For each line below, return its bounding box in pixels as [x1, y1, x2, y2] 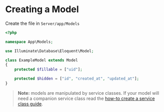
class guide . [17, 100, 43, 107]
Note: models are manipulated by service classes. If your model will [17, 90, 159, 96]
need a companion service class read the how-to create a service [17, 95, 155, 101]
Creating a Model [5, 4, 79, 15]
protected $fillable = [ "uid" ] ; [14, 67, 83, 72]
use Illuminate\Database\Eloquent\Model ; [5, 48, 94, 54]
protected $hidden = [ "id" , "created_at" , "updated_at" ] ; [14, 76, 139, 82]
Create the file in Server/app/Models [5, 20, 80, 26]
